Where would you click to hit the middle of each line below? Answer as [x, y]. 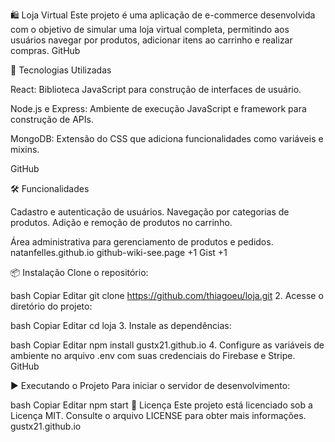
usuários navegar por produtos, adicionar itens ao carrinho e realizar [151, 40]
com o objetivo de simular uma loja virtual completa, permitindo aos [150, 29]
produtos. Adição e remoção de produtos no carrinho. [121, 222]
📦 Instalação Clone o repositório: [79, 272]
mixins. [25, 149]
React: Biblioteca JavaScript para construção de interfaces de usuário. [156, 89]
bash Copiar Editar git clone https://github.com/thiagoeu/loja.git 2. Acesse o [167, 295]
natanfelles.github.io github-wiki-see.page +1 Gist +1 [119, 252]
